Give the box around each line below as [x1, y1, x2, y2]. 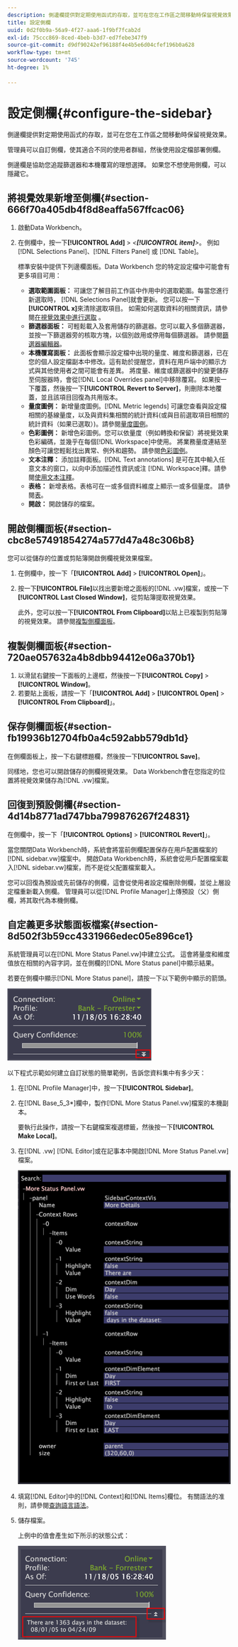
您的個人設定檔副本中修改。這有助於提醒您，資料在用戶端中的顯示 [28, 358, 221, 366]
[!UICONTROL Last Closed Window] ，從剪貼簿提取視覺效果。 [17, 593, 200, 602]
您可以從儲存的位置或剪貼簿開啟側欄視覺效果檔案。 [7, 554, 157, 563]
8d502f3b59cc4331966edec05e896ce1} [7, 930, 193, 942]
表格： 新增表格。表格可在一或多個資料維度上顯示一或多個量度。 [28, 482, 217, 491]
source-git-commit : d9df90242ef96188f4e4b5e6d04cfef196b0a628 [7, 41, 195, 49]
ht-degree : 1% [7, 64, 50, 71]
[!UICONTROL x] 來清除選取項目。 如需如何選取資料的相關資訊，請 [28, 304, 222, 313]
